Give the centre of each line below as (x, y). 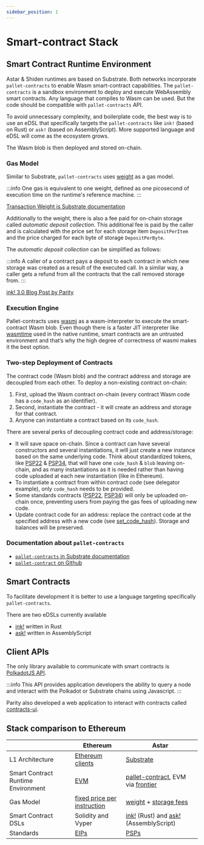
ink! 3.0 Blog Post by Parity (40, 292)
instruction (90, 806)
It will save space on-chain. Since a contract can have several (92, 443)
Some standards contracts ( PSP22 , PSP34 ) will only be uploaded (96, 495)
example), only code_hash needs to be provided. (75, 489)
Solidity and (92, 816)
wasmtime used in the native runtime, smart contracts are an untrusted (95, 334)
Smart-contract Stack (62, 42)
